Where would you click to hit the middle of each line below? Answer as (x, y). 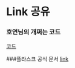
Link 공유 (28, 12)
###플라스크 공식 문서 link (37, 59)
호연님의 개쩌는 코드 (34, 32)
